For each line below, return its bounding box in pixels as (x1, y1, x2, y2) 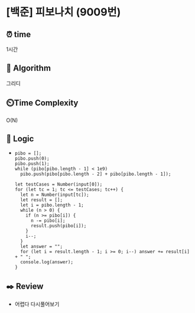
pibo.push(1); (14, 161, 50, 167)
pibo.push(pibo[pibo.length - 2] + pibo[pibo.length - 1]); (20, 171, 171, 178)
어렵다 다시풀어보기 (14, 301, 60, 308)
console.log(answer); (20, 259, 74, 265)
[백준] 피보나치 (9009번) (6, 5, 121, 19)
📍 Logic (6, 134, 34, 144)
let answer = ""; (20, 244, 63, 250)
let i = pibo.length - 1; (20, 202, 84, 208)
